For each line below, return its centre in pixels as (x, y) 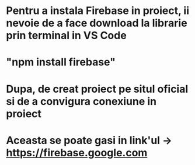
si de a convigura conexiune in (81, 101)
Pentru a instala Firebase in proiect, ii (98, 11)
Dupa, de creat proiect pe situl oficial (97, 89)
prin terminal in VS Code (66, 36)
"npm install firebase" (61, 62)
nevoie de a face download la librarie (97, 23)
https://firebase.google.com (77, 152)
